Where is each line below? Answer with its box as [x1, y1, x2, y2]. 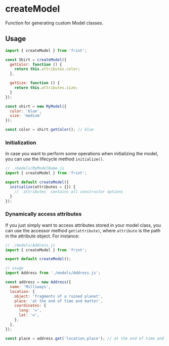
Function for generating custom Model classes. [5, 20, 104, 26]
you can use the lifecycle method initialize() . [5, 156, 104, 162]
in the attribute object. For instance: [5, 233, 80, 239]
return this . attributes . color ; [14, 66, 80, 72]
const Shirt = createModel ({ [5, 57, 67, 62]
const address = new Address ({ [5, 280, 71, 285]
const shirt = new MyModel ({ [5, 103, 67, 109]
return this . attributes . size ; [14, 85, 78, 90]
